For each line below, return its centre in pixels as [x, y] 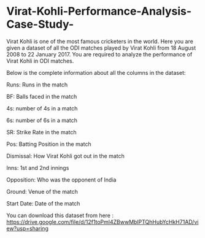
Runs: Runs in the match [37, 85]
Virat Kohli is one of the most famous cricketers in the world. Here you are [100, 41]
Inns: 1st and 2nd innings [38, 167]
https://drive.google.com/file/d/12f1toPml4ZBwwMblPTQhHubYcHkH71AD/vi [102, 221]
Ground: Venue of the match [42, 191]
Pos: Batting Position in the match [49, 144]
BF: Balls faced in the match [42, 96]
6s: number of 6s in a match [42, 120]
